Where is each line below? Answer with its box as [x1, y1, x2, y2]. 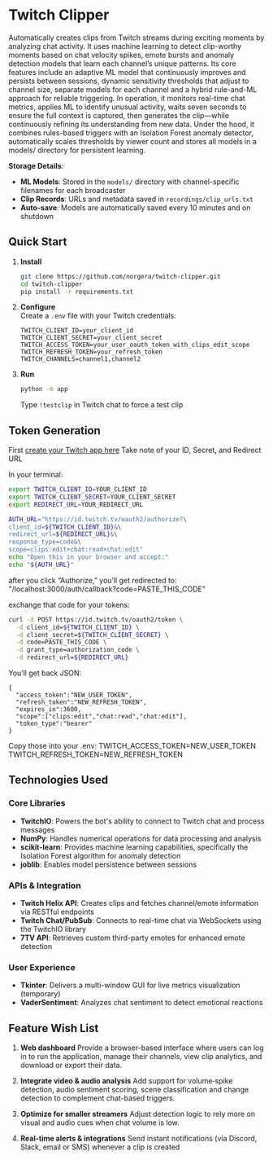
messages [19, 824, 55, 834]
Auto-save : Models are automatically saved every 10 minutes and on [19, 202, 251, 213]
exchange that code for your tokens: [8, 600, 130, 609]
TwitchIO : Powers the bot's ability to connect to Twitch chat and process [19, 816, 265, 826]
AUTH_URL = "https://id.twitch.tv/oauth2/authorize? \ [8, 515, 187, 523]
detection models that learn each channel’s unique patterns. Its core [8, 59, 237, 68]
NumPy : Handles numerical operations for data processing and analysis [19, 833, 262, 843]
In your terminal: [8, 470, 63, 480]
